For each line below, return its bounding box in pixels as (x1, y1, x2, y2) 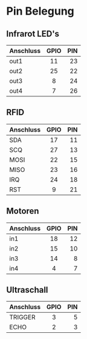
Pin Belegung (6, 4, 74, 18)
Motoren (6, 206, 39, 216)
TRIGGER (9, 313, 36, 321)
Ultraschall (6, 285, 48, 295)
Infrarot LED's (6, 29, 59, 39)
